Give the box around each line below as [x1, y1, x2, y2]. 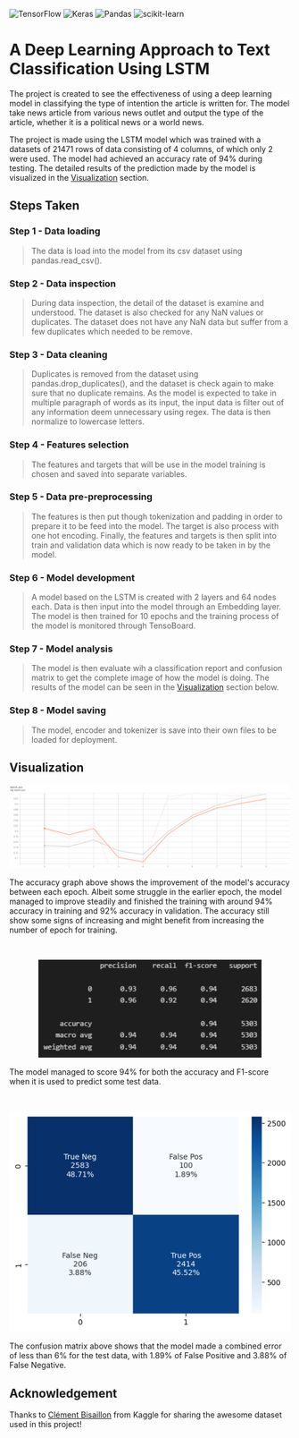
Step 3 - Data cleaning [9, 348, 108, 361]
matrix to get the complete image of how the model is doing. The [30, 672, 270, 684]
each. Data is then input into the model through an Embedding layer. [30, 601, 282, 612]
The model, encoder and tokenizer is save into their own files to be [30, 725, 277, 736]
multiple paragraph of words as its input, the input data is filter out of [30, 397, 284, 408]
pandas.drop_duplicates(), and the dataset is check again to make [30, 379, 274, 389]
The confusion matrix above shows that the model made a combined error [9, 1340, 283, 1351]
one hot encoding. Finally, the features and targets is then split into [30, 530, 277, 540]
